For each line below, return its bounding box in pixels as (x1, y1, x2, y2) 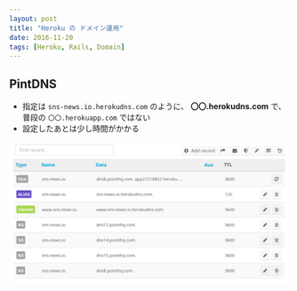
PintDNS (9, 76, 58, 91)
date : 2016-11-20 (9, 33, 74, 42)
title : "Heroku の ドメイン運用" (9, 23, 124, 33)
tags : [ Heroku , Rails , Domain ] (9, 43, 125, 51)
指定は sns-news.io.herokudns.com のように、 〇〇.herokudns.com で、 (21, 101, 286, 112)
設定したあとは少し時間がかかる (21, 123, 140, 134)
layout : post (9, 14, 58, 23)
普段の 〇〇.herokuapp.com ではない (21, 112, 151, 123)
